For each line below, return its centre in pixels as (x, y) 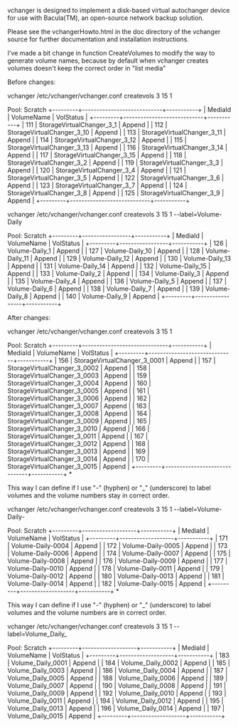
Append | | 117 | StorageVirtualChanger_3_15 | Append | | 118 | (97, 155)
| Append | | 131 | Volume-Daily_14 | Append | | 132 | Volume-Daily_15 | (109, 266)
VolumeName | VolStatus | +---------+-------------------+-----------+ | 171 (118, 538)
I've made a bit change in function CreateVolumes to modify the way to (111, 53)
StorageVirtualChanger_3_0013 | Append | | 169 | (79, 451)
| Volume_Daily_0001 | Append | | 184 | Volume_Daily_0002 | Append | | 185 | (119, 663)
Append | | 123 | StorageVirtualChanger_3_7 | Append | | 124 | (97, 185)
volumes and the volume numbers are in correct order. (87, 613)
